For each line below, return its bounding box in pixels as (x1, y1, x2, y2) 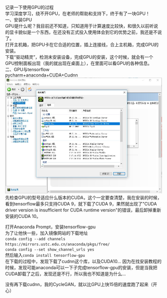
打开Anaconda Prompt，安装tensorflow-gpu (5, 224, 96, 230)
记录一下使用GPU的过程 (5, 4, 54, 10)
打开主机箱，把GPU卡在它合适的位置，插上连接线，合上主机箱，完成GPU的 (5, 42, 159, 47)
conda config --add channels (5, 237, 66, 242)
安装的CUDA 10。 (5, 213, 41, 219)
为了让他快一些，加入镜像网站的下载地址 (5, 230, 88, 236)
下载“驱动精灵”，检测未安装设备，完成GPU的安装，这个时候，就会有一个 (5, 54, 154, 60)
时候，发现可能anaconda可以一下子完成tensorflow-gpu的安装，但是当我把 (5, 265, 158, 271)
